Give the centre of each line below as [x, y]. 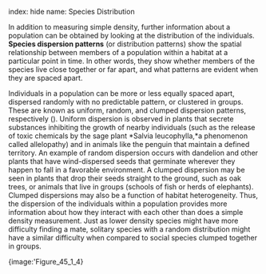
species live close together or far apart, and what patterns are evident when [133, 69]
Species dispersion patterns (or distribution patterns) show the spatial [125, 44]
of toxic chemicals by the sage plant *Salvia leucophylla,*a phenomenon [128, 136]
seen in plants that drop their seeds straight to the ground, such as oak [125, 178]
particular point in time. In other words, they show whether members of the [132, 61]
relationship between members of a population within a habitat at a [118, 52]
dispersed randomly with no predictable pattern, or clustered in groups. [126, 102]
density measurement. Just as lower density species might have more [123, 220]
